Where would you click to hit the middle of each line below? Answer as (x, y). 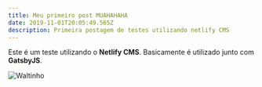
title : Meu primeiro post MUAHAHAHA (68, 15)
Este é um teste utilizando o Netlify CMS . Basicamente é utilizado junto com (131, 53)
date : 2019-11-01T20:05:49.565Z (61, 23)
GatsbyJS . (25, 60)
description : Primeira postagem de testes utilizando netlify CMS (119, 30)
